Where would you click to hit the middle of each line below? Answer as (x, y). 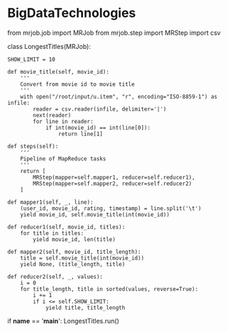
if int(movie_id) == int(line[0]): (98, 128)
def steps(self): (33, 146)
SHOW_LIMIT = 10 (31, 59)
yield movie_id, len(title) (74, 239)
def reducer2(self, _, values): (55, 277)
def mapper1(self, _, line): (50, 202)
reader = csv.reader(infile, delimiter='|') (100, 109)
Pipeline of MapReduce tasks (63, 159)
